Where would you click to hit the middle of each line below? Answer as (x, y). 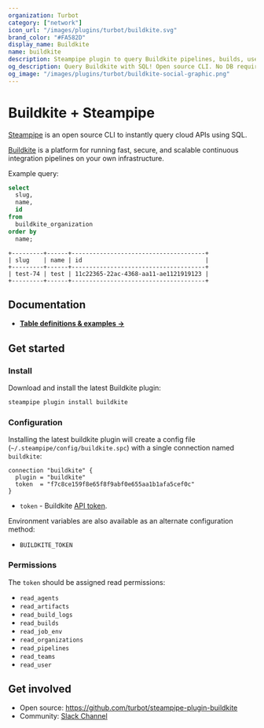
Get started (37, 348)
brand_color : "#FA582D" (47, 37)
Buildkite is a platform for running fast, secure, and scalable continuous (123, 149)
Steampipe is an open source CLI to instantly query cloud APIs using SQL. (128, 134)
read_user (36, 665)
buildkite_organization (54, 224)
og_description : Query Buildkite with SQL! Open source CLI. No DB (121, 67)
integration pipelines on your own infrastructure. (86, 158)
